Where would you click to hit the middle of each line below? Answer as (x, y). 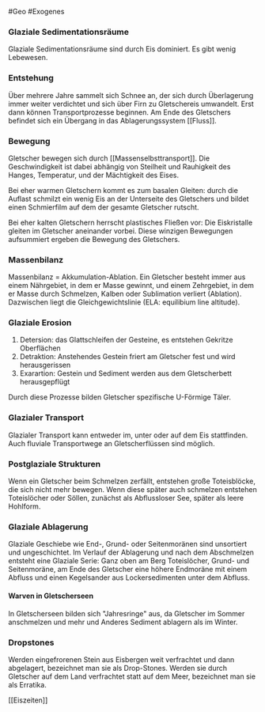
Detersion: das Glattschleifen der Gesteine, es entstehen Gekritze (126, 340)
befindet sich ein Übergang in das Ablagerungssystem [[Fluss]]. (113, 120)
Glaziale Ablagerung (48, 527)
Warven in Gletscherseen (51, 596)
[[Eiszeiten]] (28, 700)
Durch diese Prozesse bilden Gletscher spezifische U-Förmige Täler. (120, 397)
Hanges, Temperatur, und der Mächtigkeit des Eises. (94, 175)
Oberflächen (40, 348)
